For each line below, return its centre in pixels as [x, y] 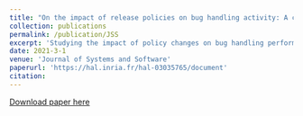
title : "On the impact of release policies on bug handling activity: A [149, 18]
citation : [28, 76]
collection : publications [58, 26]
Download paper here [50, 102]
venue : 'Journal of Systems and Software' [90, 59]
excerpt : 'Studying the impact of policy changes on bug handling [137, 43]
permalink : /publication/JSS [64, 34]
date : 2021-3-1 [38, 51]
